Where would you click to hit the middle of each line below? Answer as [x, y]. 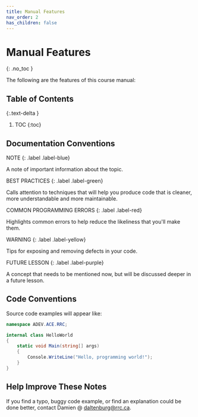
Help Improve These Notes [56, 387]
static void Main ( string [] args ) [58, 346]
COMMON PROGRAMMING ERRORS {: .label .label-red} [74, 210]
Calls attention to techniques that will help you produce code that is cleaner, [99, 192]
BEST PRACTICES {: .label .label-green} [55, 181]
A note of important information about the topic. [65, 169]
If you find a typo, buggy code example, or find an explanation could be [94, 401]
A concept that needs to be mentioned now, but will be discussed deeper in [99, 274]
